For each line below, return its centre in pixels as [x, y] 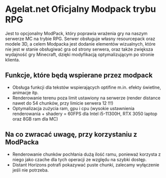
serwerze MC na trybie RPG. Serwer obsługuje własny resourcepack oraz [80, 39]
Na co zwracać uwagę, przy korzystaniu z [71, 135]
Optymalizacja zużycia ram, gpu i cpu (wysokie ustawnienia [73, 108]
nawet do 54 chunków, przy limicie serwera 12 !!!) [63, 103]
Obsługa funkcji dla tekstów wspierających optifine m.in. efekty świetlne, [86, 87]
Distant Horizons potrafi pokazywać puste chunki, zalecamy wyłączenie [86, 165]
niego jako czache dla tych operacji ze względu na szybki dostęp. [80, 159]
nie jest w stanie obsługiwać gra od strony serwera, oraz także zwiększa [79, 49]
